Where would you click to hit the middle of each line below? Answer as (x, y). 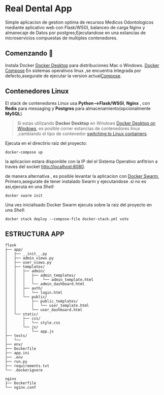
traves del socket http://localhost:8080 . (45, 166)
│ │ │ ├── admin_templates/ (41, 276)
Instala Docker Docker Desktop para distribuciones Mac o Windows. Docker (82, 65)
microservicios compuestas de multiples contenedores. (61, 38)
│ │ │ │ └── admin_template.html (49, 280)
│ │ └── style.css (33, 323)
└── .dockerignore (24, 370)
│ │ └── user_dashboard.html (44, 310)
